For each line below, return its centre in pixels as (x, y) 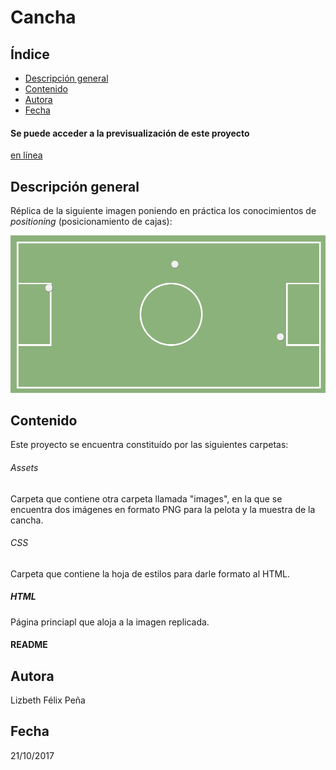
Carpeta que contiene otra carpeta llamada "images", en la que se (146, 498)
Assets (24, 467)
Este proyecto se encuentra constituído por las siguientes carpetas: (149, 445)
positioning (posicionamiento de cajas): (91, 222)
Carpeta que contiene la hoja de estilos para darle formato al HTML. (150, 573)
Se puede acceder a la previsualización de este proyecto (130, 133)
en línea (26, 155)
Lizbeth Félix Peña (48, 700)
